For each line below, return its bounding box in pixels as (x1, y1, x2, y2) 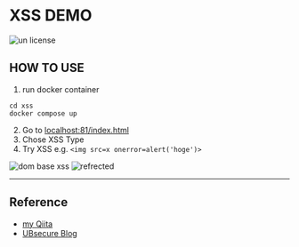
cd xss (9, 101, 34, 110)
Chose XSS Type (21, 134, 85, 145)
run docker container (21, 84, 100, 94)
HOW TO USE (9, 60, 85, 76)
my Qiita (21, 219, 53, 229)
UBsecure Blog (21, 227, 77, 238)
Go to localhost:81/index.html (21, 124, 129, 135)
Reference (9, 195, 69, 210)
